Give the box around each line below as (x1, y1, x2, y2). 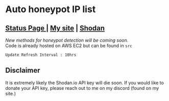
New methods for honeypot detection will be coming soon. (5, 37, 129, 43)
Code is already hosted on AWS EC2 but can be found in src (5, 43, 132, 49)
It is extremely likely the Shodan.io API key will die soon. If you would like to (5, 80, 164, 86)
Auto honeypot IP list (5, 4, 96, 15)
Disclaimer (5, 66, 40, 75)
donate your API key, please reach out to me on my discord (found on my (5, 85, 159, 91)
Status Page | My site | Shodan (5, 24, 105, 32)
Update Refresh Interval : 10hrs (5, 52, 77, 57)
